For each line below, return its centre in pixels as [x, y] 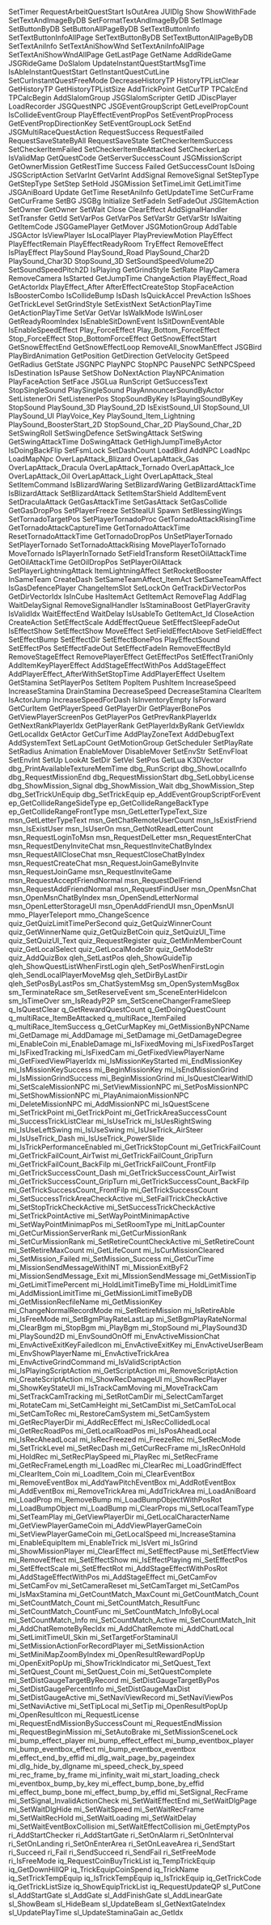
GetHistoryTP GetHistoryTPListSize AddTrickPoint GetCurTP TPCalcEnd [128, 89]
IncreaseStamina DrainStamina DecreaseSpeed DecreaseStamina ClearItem [135, 691]
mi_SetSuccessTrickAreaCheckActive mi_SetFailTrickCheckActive [118, 1198]
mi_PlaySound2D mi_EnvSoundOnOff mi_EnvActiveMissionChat [114, 1336]
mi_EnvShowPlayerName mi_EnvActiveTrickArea [89, 1353]
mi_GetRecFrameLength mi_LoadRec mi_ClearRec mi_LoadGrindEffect [125, 1465]
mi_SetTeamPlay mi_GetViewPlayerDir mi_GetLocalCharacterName [119, 1517]
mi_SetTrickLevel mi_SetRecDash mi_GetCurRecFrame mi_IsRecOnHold [127, 1448]
